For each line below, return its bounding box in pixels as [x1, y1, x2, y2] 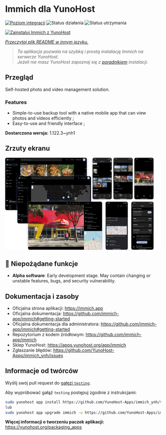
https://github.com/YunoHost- [53, 347, 115, 353]
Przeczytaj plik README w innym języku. [5, 39, 89, 45]
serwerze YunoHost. [17, 53, 59, 60]
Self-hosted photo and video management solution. [5, 86, 110, 92]
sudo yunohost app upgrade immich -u [5, 410, 83, 415]
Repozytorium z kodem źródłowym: [12, 331, 85, 337]
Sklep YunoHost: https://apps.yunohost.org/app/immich [12, 342, 126, 348]
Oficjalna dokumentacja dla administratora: [12, 321, 100, 327]
